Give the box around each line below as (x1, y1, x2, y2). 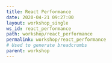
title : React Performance (6, 8, 71, 15)
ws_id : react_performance (6, 25, 71, 32)
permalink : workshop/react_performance (6, 37, 107, 43)
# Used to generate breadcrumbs (6, 43, 87, 49)
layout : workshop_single (6, 20, 69, 26)
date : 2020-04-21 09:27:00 (6, 14, 74, 20)
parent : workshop (6, 48, 50, 54)
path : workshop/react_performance (6, 31, 93, 37)
